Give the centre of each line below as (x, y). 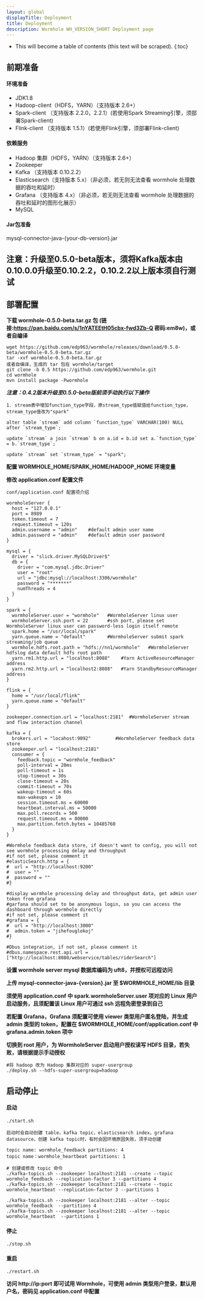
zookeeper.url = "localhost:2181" (55, 750)
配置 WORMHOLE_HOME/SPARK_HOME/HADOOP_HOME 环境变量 (91, 467)
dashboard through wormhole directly (54, 910)
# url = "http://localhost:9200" (50, 867)
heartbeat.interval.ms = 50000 (57, 808)
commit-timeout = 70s (44, 787)
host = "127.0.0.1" (37, 509)
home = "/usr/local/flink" (46, 696)
